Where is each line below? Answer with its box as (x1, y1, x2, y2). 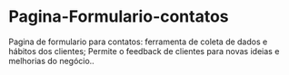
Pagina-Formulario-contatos (8, 6, 229, 27)
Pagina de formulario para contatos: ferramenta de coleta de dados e (8, 36, 268, 47)
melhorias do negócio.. (8, 55, 95, 66)
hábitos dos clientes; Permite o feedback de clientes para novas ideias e (8, 45, 280, 56)
